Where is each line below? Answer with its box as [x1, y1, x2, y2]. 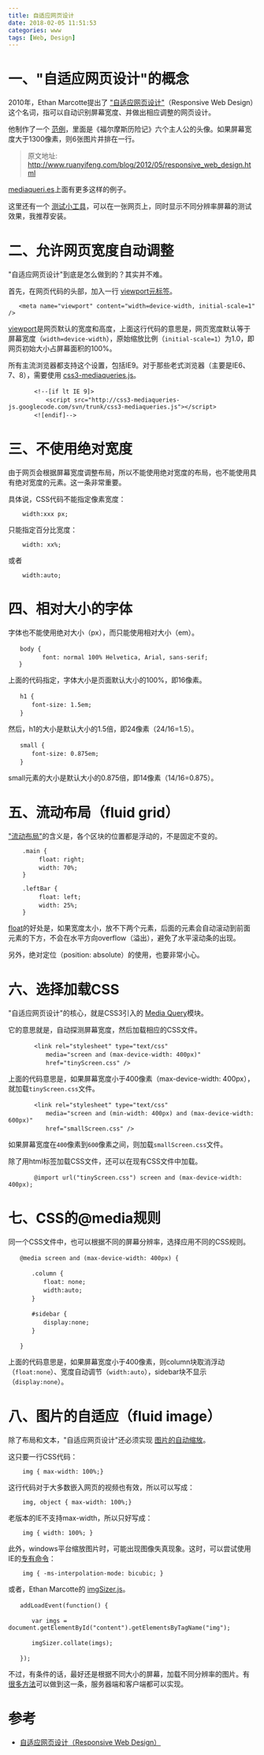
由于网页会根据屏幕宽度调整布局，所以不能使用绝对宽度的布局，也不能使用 [8, 468, 250, 477]
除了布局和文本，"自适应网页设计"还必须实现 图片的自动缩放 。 [8, 1435, 210, 1444]
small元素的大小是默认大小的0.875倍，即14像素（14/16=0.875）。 [8, 773, 218, 783]
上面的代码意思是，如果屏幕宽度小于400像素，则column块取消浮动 [8, 1357, 225, 1366]
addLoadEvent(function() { [19, 1602, 109, 1610]
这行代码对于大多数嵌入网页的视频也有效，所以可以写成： [8, 1482, 195, 1492]
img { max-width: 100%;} [22, 1467, 104, 1475]
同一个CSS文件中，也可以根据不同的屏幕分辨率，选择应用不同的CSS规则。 [8, 1236, 251, 1246]
